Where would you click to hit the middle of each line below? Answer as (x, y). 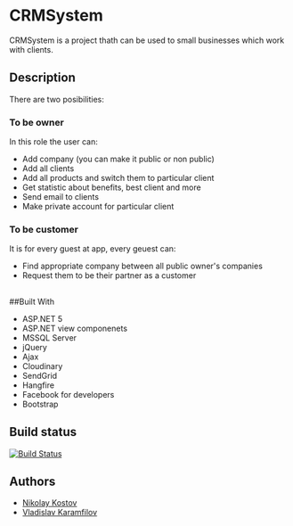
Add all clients (48, 168)
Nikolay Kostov (49, 503)
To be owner (37, 122)
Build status (43, 432)
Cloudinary (42, 366)
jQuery (34, 347)
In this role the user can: (53, 142)
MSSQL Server (49, 337)
